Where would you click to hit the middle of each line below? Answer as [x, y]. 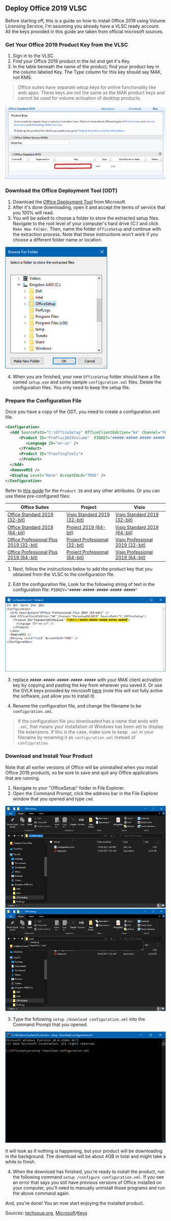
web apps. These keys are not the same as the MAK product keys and [91, 93]
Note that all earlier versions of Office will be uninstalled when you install [81, 767]
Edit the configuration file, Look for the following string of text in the [84, 584]
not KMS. [22, 77]
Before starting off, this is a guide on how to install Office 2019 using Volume [85, 20]
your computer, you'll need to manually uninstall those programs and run [89, 1188]
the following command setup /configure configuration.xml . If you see [88, 1177]
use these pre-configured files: [38, 496]
